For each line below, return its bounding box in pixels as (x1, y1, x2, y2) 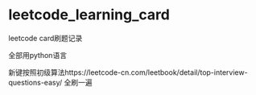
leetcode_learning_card (8, 6, 171, 24)
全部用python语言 (8, 50, 67, 60)
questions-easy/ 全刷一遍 (8, 77, 93, 87)
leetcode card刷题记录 (8, 33, 83, 43)
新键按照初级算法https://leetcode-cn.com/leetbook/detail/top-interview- (8, 67, 248, 77)
